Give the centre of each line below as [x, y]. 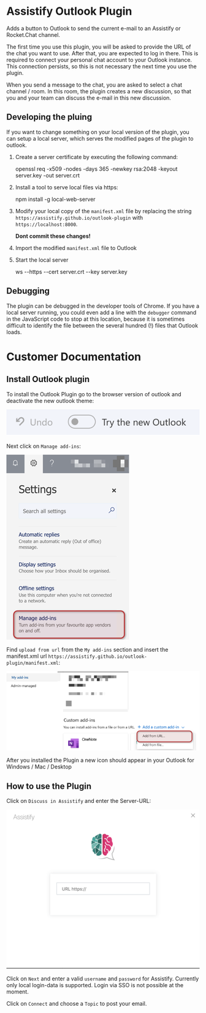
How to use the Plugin [49, 786]
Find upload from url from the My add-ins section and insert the [87, 649]
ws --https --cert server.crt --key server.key [71, 272]
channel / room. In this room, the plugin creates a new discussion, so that [99, 91]
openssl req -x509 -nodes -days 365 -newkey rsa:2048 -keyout [96, 169]
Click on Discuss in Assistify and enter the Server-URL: [79, 801]
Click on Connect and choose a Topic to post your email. [77, 1003]
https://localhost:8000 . [46, 224]
